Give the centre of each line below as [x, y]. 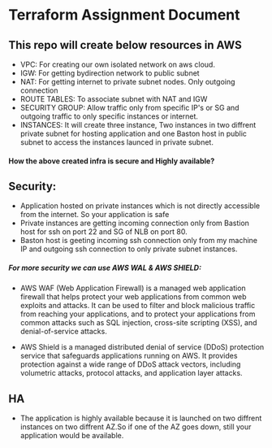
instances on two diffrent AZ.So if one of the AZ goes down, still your [136, 427]
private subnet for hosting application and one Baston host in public [134, 133]
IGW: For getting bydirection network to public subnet [110, 73]
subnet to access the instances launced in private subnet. [117, 142]
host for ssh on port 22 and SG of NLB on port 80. [104, 232]
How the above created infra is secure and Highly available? [112, 161]
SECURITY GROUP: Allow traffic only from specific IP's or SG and [130, 108]
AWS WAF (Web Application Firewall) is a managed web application [133, 288]
